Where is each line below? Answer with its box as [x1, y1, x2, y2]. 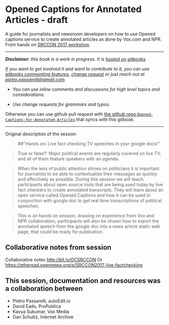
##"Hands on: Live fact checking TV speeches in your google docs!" [17, 140, 160, 146]
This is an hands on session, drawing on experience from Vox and [17, 212, 154, 218]
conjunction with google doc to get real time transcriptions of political [17, 197, 162, 203]
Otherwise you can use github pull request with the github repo [5, 111, 136, 117]
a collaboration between [5, 284, 83, 293]
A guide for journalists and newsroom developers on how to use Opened [5, 31, 155, 37]
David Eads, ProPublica [12, 303, 61, 309]
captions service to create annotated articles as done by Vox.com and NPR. [5, 36, 162, 42]
